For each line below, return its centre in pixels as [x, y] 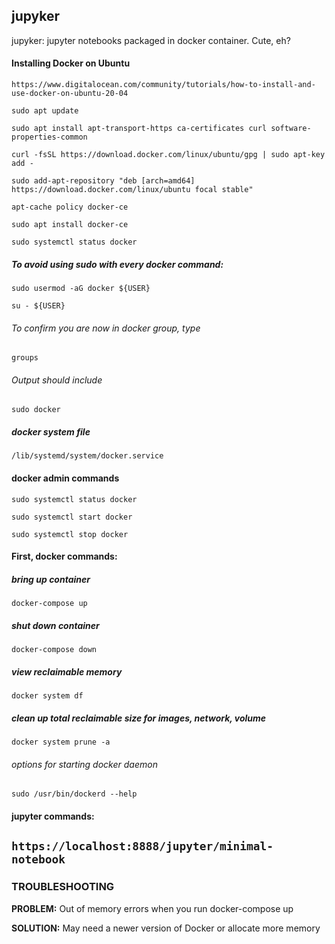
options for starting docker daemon [84, 764]
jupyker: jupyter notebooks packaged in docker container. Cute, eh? [151, 40]
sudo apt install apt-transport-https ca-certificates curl [139, 129]
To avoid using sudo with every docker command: [117, 264]
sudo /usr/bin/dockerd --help [74, 794]
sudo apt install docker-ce [70, 225]
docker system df [47, 696]
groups [25, 358]
